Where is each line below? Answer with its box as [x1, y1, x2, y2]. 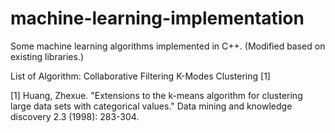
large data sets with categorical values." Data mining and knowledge [10, 100, 293, 112]
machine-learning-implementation [10, 7, 305, 30]
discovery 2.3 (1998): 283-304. [10, 110, 140, 122]
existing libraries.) [10, 50, 85, 62]
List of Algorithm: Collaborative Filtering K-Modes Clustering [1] [10, 70, 271, 82]
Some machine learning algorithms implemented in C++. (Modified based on [10, 40, 326, 52]
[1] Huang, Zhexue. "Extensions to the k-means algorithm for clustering [10, 89, 303, 101]
